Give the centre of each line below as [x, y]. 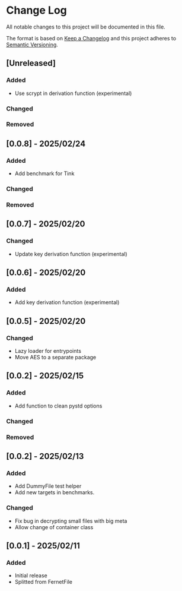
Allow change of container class [54, 527]
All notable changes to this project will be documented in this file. [86, 27]
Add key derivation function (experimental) [67, 302]
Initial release [31, 576]
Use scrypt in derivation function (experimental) [73, 93]
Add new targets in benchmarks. [55, 492]
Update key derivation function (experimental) [71, 254]
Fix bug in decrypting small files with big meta [71, 521]
